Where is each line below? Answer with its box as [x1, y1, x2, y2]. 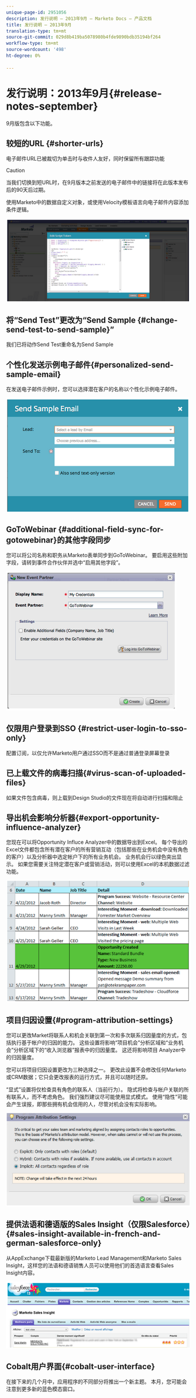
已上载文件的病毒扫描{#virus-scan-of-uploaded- [6, 768, 186, 778]
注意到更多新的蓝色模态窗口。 [6, 1386, 78, 1393]
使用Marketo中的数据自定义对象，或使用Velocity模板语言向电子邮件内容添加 [6, 199, 189, 206]
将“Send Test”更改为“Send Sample [6, 315, 136, 325]
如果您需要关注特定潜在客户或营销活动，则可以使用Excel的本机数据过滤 [17, 861, 190, 868]
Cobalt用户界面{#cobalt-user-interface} [6, 1361, 155, 1372]
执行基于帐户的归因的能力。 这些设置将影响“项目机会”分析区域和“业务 [11, 1039, 178, 1046]
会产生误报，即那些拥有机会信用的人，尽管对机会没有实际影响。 [6, 1100, 160, 1108]
